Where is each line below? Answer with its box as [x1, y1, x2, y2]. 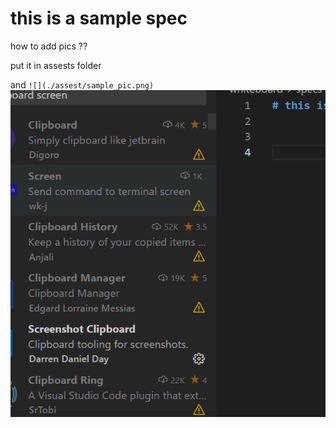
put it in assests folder [10, 59, 102, 71]
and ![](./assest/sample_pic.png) [10, 78, 155, 91]
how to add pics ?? [10, 40, 88, 52]
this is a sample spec [10, 7, 188, 30]
